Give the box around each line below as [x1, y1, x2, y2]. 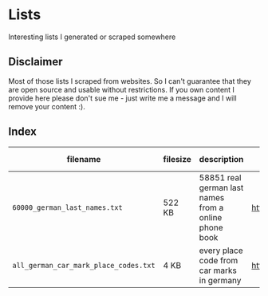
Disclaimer [8, 55, 63, 69]
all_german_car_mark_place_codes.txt [12, 261, 156, 270]
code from [199, 255, 238, 266]
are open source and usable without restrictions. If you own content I [8, 85, 235, 94]
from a [199, 202, 224, 213]
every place [199, 245, 243, 256]
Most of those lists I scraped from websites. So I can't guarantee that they [8, 76, 251, 85]
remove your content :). [8, 101, 85, 111]
